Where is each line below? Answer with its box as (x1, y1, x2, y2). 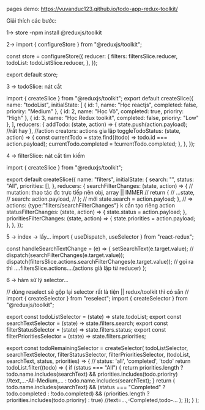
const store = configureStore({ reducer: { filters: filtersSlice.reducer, (6, 53, 178, 60)
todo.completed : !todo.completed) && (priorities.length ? (6, 390, 150, 397)
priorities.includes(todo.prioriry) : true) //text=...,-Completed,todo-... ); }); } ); (6, 397, 199, 403)
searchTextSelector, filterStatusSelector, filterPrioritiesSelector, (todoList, (6, 351, 191, 358)
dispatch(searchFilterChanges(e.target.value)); (6, 252, 125, 259)
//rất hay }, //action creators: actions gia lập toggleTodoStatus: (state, (6, 127, 181, 134)
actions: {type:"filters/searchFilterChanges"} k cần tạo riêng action (6, 202, 176, 209)
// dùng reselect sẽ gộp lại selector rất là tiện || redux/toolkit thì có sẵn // (6, 288, 189, 296)
